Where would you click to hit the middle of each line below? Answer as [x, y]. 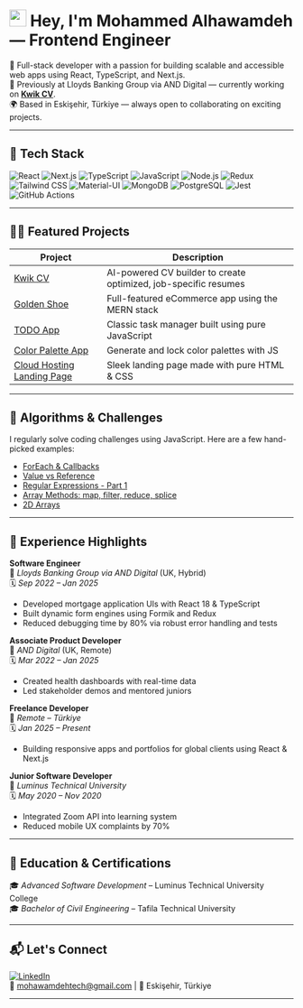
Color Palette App [51, 350]
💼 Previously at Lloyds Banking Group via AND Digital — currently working [147, 84]
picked [22, 449]
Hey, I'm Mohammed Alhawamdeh [161, 21]
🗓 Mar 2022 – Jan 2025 [54, 661]
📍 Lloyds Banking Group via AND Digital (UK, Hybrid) [108, 573]
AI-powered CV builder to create [176, 273]
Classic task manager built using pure [186, 324]
